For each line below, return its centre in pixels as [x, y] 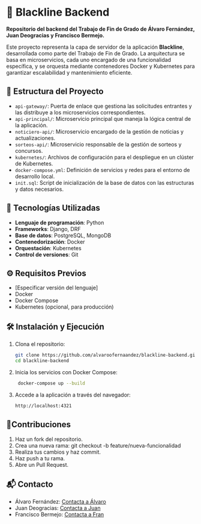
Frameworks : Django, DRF [48, 229]
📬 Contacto [30, 484]
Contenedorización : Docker [50, 242]
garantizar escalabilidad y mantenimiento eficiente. [69, 72]
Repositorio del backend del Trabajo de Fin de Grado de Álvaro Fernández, [100, 29]
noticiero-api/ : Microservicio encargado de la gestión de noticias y [99, 131]
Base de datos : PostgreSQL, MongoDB [63, 235]
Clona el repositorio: [40, 344]
